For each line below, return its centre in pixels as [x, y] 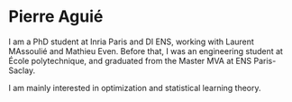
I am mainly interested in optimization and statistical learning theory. [135, 88]
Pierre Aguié [56, 17]
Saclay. [22, 70]
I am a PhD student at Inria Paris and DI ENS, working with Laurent [131, 42]
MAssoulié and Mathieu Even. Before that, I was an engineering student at [146, 51]
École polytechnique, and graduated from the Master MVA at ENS [130, 60]
